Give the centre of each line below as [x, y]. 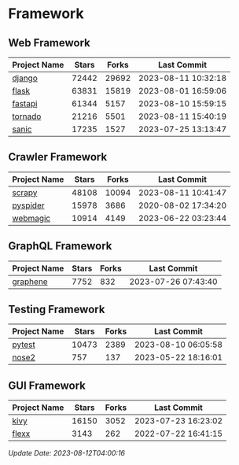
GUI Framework [47, 385]
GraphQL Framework [60, 246]
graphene [30, 282]
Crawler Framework [58, 157]
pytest [24, 345]
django [25, 78]
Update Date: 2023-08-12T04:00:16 [67, 453]
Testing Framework [57, 310]
